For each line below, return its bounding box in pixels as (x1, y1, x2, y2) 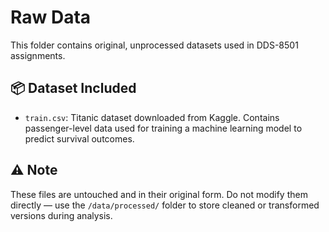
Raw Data (10, 6, 92, 29)
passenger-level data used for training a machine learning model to (24, 122, 303, 134)
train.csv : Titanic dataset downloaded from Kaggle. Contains (24, 111, 280, 123)
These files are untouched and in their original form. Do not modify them (10, 188, 308, 200)
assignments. (10, 49, 66, 61)
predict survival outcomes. (24, 132, 135, 145)
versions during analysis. (10, 209, 113, 221)
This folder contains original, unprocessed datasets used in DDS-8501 (10, 39, 299, 51)
